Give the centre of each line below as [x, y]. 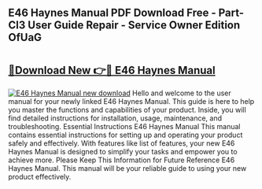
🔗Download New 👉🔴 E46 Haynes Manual [112, 70]
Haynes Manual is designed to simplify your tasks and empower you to [123, 152]
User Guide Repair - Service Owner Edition [134, 26]
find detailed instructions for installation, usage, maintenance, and [115, 118]
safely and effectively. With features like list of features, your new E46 [122, 143]
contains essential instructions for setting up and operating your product [125, 135]
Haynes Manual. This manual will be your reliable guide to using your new [127, 168]
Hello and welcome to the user [182, 93]
